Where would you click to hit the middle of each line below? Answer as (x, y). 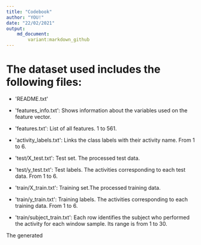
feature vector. (33, 116)
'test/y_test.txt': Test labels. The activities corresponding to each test (100, 169)
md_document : (33, 34)
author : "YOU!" (25, 17)
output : (16, 29)
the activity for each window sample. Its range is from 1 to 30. (91, 223)
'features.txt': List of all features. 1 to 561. (66, 128)
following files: (44, 82)
